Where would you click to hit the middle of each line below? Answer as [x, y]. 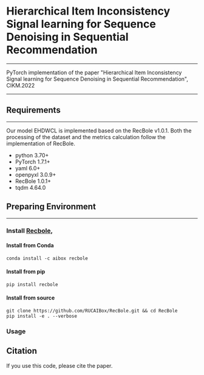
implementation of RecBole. [41, 143]
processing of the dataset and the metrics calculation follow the [86, 137]
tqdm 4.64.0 [30, 187]
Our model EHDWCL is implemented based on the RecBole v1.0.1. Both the [99, 130]
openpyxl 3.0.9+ [36, 174]
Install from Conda [30, 246]
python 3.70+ [32, 155]
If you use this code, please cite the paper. [59, 365]
